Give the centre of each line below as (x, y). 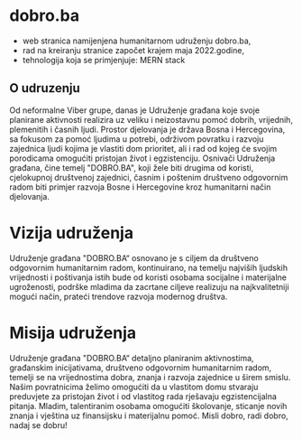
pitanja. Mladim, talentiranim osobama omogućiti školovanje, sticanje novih (148, 406)
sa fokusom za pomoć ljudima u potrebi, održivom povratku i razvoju (137, 139)
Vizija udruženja (71, 233)
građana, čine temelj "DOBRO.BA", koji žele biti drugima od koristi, (132, 167)
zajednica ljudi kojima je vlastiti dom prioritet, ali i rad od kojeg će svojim (143, 148)
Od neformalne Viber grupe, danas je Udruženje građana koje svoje (134, 110)
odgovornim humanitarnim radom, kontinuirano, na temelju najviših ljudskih (149, 267)
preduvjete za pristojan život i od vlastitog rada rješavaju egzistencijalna (143, 396)
